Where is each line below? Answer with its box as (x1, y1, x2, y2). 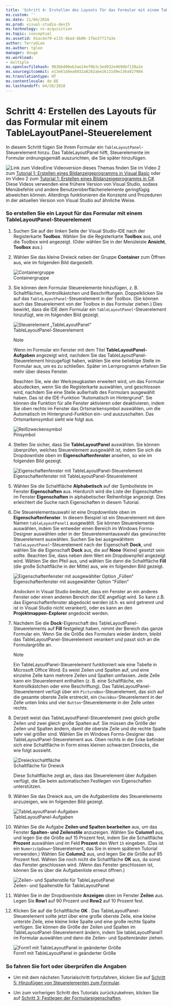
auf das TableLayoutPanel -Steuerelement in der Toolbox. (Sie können (13, 295, 159, 301)
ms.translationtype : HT (6, 74, 57, 79)
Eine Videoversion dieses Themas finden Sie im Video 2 (43, 164, 161, 171)
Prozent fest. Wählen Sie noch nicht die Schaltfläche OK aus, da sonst (13, 856, 161, 862)
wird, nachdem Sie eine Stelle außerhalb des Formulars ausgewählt (13, 389, 155, 395)
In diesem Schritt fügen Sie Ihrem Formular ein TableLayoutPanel (6, 144, 142, 150)
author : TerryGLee (6, 41, 45, 46)
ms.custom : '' (6, 12, 36, 17)
